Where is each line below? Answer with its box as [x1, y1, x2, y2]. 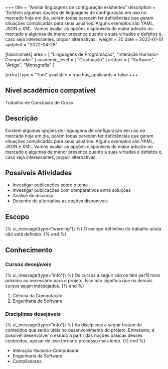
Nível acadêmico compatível [5, 86, 96, 95]
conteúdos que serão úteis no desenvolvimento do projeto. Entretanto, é [5, 327, 155, 333]
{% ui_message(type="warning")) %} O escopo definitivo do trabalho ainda [5, 226, 161, 232]
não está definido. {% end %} [5, 231, 67, 237]
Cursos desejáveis [5, 261, 52, 268]
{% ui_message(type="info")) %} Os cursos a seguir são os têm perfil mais [5, 272, 160, 278]
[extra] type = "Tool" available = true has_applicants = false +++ [5, 72, 138, 77]
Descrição [5, 114, 38, 122]
